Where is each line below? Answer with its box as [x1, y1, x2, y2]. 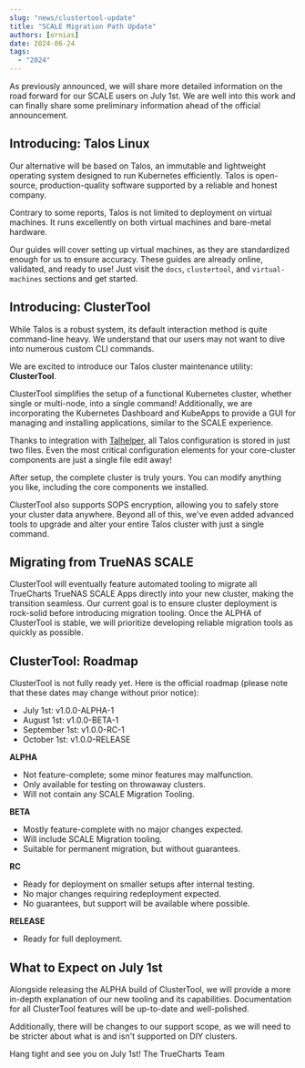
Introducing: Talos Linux [9, 136, 150, 151]
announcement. [9, 110, 68, 120]
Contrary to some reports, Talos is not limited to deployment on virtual [9, 207, 272, 218]
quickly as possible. [9, 627, 84, 638]
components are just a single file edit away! [9, 454, 173, 465]
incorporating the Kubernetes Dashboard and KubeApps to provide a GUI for [9, 407, 296, 418]
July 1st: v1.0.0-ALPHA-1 [22, 705, 115, 716]
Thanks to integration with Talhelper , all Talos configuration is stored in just [9, 435, 290, 446]
